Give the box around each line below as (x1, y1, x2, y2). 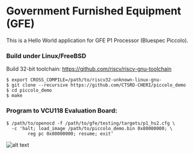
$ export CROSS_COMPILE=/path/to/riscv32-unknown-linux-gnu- (6, 77, 162, 83)
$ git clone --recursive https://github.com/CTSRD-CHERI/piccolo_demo (6, 82, 186, 88)
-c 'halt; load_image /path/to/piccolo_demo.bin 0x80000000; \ (11, 125, 172, 131)
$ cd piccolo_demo (6, 87, 52, 93)
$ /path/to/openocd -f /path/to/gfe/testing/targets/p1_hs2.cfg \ (6, 120, 175, 126)
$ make (6, 93, 23, 99)
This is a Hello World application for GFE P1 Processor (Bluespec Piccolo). (6, 37, 189, 44)
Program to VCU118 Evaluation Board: (6, 107, 118, 115)
